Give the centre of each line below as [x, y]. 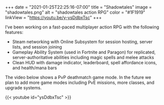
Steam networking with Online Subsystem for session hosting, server [82, 42]
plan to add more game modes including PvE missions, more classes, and [80, 82]
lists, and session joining [37, 47]
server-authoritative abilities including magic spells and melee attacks [83, 57]
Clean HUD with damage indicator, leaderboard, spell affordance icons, [84, 63]
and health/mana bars [34, 68]
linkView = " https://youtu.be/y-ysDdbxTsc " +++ [53, 17]
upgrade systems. [23, 88]
